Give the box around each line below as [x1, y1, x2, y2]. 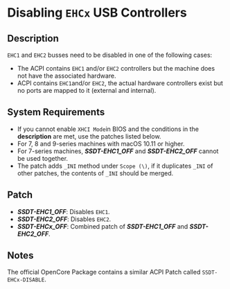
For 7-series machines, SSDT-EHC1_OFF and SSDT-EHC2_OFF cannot [17, 147, 219, 155]
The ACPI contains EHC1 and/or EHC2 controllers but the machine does [17, 64, 215, 72]
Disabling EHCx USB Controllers [7, 5, 187, 21]
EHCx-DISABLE [7, 277, 45, 283]
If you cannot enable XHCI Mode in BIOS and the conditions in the [17, 125, 200, 133]
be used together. [17, 154, 68, 162]
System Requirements [7, 106, 105, 119]
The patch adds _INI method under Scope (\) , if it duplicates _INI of [17, 161, 213, 170]
